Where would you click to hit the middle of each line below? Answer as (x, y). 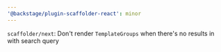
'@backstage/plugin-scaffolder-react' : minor (74, 14)
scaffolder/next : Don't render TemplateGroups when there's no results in (111, 33)
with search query (33, 41)
